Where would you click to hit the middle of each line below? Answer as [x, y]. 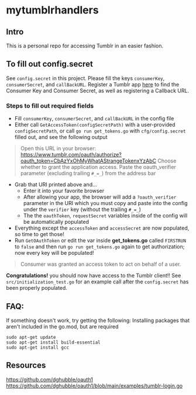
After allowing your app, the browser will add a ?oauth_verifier [100, 197]
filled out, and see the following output [61, 137]
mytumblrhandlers [52, 10]
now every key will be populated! [54, 253]
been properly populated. [37, 288]
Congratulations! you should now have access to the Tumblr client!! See [94, 276]
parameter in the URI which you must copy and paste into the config [106, 203]
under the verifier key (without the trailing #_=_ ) [82, 209]
